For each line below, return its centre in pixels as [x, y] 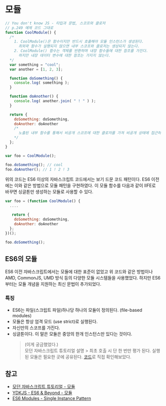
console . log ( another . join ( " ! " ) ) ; [55, 101]
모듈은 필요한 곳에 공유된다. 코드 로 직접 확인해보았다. [81, 356]
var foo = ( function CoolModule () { [43, 201]
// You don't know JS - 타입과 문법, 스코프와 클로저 [55, 23]
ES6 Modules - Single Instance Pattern [52, 399]
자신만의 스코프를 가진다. [36, 328]
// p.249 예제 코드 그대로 [29, 28]
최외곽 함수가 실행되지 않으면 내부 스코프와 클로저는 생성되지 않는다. [79, 46]
